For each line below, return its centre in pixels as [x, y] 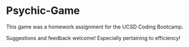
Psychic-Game [43, 11]
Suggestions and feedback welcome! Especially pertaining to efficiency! [93, 38]
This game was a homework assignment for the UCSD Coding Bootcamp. [95, 27]
